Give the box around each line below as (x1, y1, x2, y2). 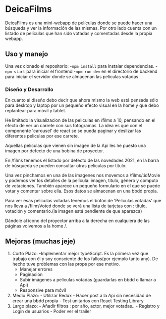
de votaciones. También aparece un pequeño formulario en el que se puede (5, 183, 160, 189)
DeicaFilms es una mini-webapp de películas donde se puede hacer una (5, 20, 153, 26)
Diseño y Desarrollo (5, 86, 54, 92)
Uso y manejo (5, 50, 49, 58)
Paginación (19, 271, 43, 277)
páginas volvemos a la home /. (5, 223, 67, 229)
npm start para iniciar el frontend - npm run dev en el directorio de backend (5, 68, 158, 74)
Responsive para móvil (19, 287, 66, 293)
